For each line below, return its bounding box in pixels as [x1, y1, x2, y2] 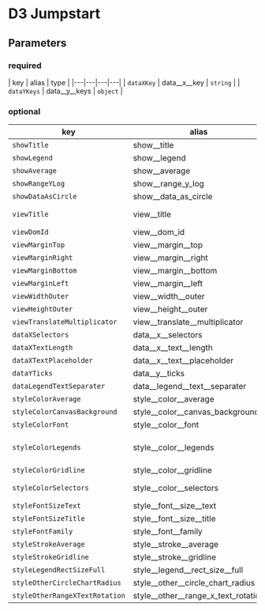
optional [8, 106, 41, 117]
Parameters [8, 36, 67, 50]
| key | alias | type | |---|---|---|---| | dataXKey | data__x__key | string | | [8, 77, 241, 87]
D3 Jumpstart [8, 5, 101, 23]
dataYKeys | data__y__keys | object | [8, 86, 124, 96]
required [8, 60, 42, 71]
